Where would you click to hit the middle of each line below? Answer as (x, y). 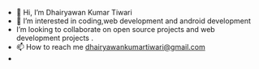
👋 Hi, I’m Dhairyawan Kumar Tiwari (74, 12)
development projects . (54, 38)
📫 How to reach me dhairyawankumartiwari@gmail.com (110, 47)
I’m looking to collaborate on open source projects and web (115, 29)
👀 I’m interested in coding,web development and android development (134, 21)
